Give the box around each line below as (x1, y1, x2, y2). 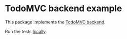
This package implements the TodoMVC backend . (5, 19, 106, 25)
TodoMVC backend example (5, 3, 122, 14)
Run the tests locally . (5, 28, 47, 34)
